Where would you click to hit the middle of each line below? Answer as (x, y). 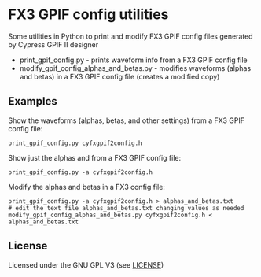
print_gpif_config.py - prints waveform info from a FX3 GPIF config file (133, 60)
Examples (33, 101)
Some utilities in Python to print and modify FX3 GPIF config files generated (130, 36)
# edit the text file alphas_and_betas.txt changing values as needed (126, 208)
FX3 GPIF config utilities (88, 15)
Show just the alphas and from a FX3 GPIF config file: (95, 157)
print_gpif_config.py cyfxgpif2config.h (75, 143)
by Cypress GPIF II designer (53, 44)
